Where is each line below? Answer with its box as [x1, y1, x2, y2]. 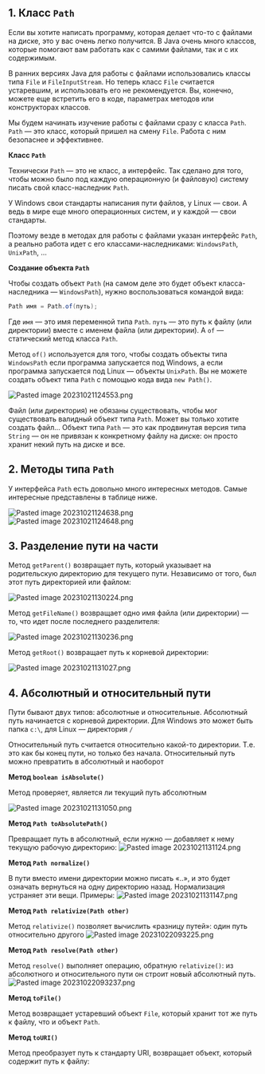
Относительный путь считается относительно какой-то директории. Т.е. [8, 740, 255, 749]
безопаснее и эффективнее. [8, 135, 104, 144]
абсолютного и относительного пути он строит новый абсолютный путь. [8, 969, 256, 979]
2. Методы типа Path [8, 463, 115, 476]
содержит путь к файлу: [8, 1056, 90, 1066]
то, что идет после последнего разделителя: [8, 617, 161, 626]
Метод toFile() [8, 993, 62, 1003]
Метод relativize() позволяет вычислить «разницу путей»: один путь [8, 922, 248, 931]
